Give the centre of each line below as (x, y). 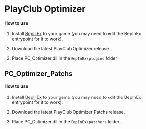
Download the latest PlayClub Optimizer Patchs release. (68, 112)
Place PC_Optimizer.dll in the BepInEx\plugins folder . (66, 58)
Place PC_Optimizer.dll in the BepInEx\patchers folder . (67, 121)
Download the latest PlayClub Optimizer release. (61, 49)
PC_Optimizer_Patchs (38, 74)
